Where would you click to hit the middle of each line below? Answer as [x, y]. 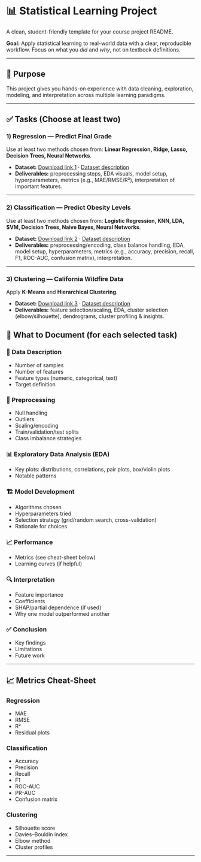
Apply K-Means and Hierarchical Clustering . [62, 292]
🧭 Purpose [26, 74]
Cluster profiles [34, 847]
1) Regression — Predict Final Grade [59, 137]
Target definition [35, 384]
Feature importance [39, 595]
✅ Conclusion [27, 630]
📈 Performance [30, 542]
